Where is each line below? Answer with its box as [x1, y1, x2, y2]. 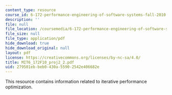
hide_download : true [5, 41, 50, 46]
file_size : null [5, 31, 40, 36]
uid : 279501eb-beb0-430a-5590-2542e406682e [5, 64, 100, 69]
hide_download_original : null [5, 45, 70, 51]
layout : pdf [5, 50, 31, 55]
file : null [5, 21, 29, 27]
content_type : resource [5, 7, 56, 13]
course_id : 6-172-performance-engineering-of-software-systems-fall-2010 [5, 12, 166, 17]
